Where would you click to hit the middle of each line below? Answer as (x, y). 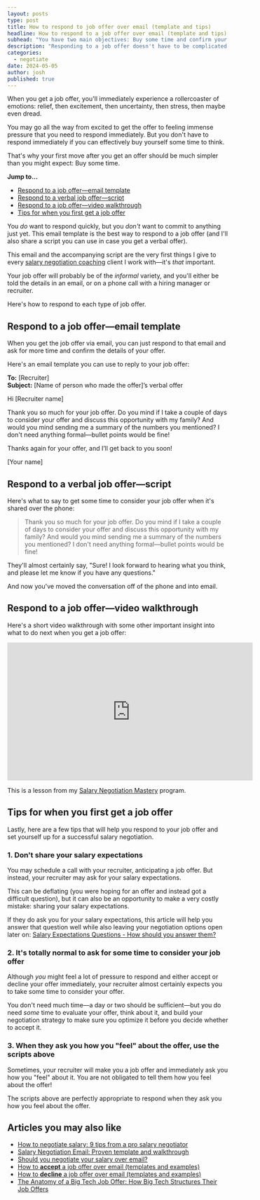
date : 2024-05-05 (33, 66)
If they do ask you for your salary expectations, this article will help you (110, 920)
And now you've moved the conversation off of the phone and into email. (112, 586)
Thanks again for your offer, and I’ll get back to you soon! (90, 449)
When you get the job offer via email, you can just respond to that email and (117, 343)
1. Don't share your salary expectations (75, 854)
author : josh (26, 72)
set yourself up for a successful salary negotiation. (81, 837)
